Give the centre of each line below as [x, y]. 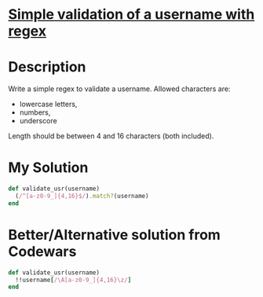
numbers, [35, 112]
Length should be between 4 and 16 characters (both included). [111, 136]
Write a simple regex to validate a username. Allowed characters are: [119, 89]
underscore [38, 121]
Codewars [42, 251]
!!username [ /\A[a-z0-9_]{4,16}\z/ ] [73, 280]
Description [47, 67]
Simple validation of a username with [131, 15]
